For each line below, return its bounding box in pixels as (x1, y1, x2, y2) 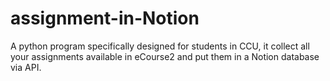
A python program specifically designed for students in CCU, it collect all (10, 40, 310, 52)
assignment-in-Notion (10, 7, 200, 30)
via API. (10, 61, 42, 73)
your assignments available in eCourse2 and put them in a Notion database (10, 50, 320, 62)
